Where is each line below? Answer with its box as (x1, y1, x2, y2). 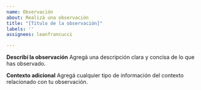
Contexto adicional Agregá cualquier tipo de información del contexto (6, 72, 184, 79)
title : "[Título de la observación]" (6, 20, 103, 26)
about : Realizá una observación (6, 15, 89, 21)
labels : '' (6, 26, 34, 32)
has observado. (6, 60, 46, 67)
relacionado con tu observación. (6, 78, 88, 86)
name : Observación (6, 9, 53, 15)
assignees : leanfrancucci (6, 32, 72, 38)
